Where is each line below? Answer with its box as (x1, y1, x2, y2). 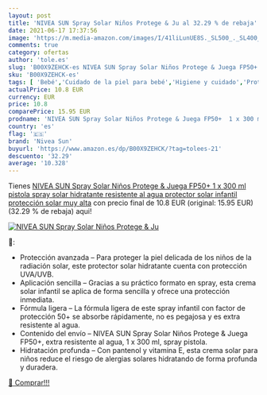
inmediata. (19, 295, 55, 304)
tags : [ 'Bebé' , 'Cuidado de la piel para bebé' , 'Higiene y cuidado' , (8, 78, 244, 86)
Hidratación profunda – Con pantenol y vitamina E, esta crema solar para (19, 346, 258, 355)
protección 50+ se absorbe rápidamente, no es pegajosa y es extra (19, 312, 241, 322)
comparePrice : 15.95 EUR (8, 108, 91, 116)
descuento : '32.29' (8, 152, 73, 160)
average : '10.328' (8, 160, 69, 168)
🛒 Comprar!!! (8, 378, 50, 388)
